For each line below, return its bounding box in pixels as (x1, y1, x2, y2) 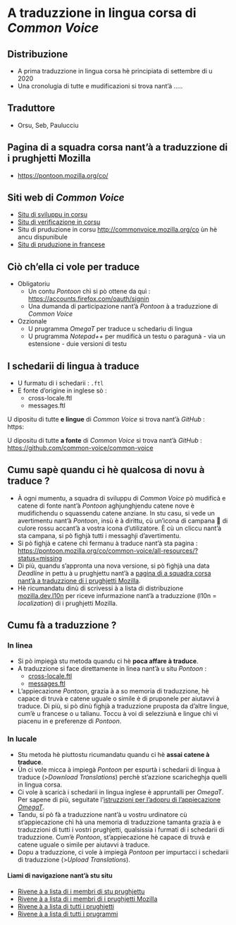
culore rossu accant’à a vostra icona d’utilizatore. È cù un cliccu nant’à (17, 524, 222, 532)
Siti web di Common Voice (7, 192, 125, 204)
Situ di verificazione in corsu (17, 217, 101, 227)
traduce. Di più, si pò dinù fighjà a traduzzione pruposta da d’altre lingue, (17, 701, 229, 710)
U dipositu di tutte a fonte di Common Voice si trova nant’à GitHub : (7, 436, 202, 445)
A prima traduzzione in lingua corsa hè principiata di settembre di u (17, 67, 213, 75)
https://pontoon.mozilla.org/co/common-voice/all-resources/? (17, 546, 199, 555)
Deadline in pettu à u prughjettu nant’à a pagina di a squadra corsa (17, 568, 211, 577)
